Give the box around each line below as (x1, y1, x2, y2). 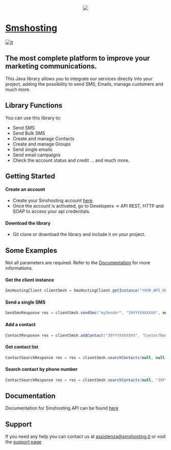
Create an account (5, 186, 45, 192)
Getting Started (5, 171, 55, 181)
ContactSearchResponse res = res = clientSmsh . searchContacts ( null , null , (5, 355, 167, 360)
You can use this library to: (5, 115, 62, 121)
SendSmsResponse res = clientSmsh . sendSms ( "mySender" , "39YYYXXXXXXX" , (5, 310, 160, 316)
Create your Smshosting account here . (12, 197, 94, 204)
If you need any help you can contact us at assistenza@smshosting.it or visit (5, 434, 166, 440)
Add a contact (5, 321, 36, 328)
